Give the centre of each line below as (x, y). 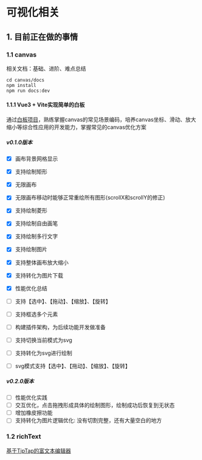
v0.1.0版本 (19, 142)
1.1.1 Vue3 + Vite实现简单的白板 (45, 105)
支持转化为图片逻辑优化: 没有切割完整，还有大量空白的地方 (88, 420)
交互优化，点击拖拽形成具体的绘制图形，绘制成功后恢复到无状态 (95, 405)
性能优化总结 (31, 288)
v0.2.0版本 (20, 381)
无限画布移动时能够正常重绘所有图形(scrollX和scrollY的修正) (90, 198)
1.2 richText (24, 437)
